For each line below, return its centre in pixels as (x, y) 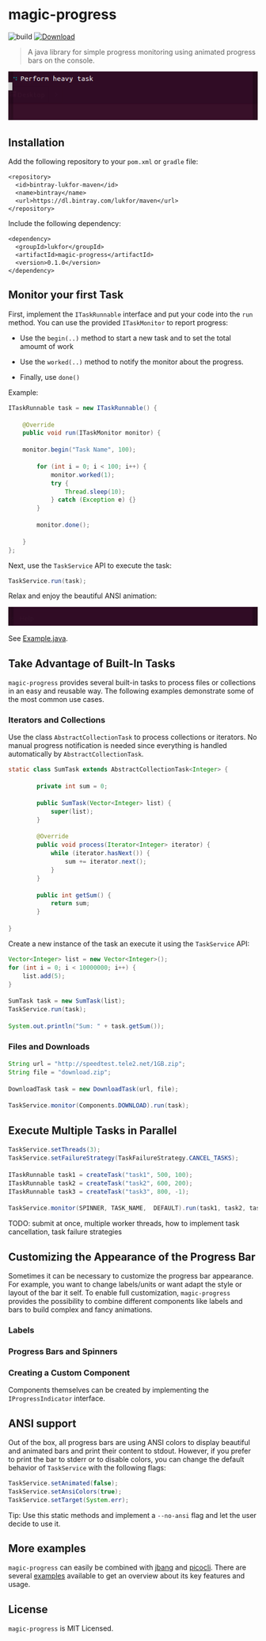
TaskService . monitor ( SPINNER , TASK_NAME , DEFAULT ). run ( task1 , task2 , (127, 1208)
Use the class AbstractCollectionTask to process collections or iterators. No (133, 737)
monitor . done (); (63, 525)
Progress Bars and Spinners (63, 1352)
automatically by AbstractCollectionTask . (76, 754)
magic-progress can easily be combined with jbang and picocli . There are (127, 1567)
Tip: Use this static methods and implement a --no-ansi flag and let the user (133, 1515)
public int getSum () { (74, 895)
